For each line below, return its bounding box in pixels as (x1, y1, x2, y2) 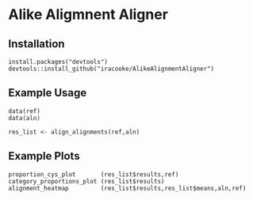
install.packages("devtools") (8, 58, 109, 66)
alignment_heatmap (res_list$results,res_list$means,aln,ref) (8, 184, 247, 192)
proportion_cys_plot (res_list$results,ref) (8, 170, 179, 179)
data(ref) (8, 107, 41, 115)
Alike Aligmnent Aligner (8, 6, 169, 24)
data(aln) (8, 114, 41, 122)
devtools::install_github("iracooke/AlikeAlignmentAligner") (8, 65, 215, 73)
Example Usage (8, 86, 87, 100)
